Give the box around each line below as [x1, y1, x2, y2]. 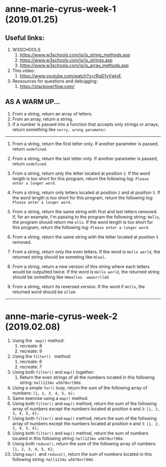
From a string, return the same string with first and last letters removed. [12, 208, 158, 214]
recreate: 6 [19, 358, 42, 364]
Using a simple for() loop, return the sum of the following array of [12, 385, 147, 390]
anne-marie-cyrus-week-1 [5, 3, 116, 15]
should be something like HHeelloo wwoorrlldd [12, 274, 109, 280]
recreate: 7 [19, 364, 42, 370]
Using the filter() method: [12, 353, 72, 359]
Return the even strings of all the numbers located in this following [19, 374, 155, 380]
